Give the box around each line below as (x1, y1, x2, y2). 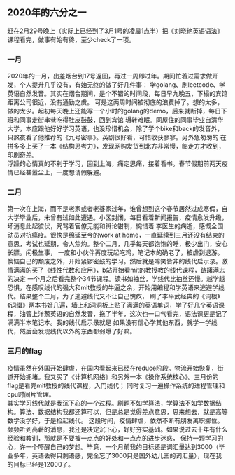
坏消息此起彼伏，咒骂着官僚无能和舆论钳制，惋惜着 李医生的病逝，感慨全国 (7, 222, 224, 230)
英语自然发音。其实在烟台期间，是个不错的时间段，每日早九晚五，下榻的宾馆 (7, 90, 228, 98)
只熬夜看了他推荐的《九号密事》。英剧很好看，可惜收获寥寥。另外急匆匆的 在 (7, 133, 227, 142)
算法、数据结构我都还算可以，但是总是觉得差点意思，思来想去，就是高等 (19, 407, 228, 415)
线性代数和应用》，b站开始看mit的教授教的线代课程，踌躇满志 (50, 266, 225, 275)
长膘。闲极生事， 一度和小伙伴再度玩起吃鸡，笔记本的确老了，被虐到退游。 (7, 248, 224, 257)
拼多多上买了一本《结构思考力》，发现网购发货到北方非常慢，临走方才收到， (7, 142, 225, 151)
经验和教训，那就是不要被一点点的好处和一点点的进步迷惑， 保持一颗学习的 (7, 434, 224, 442)
